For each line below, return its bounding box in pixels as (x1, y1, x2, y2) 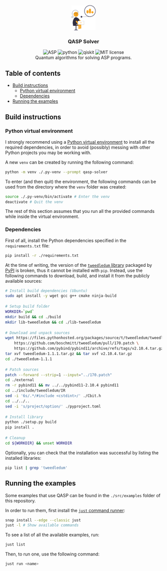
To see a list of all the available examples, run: (5, 532, 99, 538)
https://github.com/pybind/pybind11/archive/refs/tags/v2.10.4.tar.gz (14, 346, 164, 351)
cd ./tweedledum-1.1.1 (5, 357, 52, 362)
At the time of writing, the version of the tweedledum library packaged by (5, 262, 153, 268)
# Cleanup (5, 435, 26, 441)
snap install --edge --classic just (5, 518, 81, 523)
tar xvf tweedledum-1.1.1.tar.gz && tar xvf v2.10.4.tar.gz (5, 352, 133, 357)
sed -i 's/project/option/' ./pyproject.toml (5, 404, 101, 409)
